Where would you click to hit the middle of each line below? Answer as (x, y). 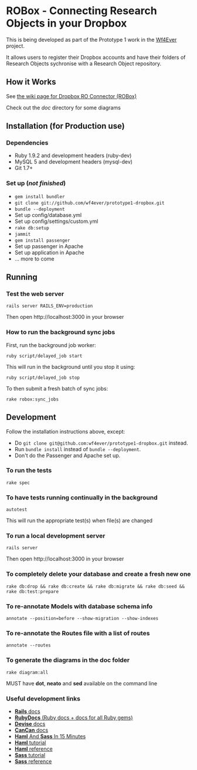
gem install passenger (42, 240)
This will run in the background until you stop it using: (71, 366)
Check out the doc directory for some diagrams (64, 108)
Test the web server (35, 294)
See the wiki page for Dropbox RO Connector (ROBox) (71, 96)
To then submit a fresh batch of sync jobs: (57, 388)
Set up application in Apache (49, 252)
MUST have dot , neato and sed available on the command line (81, 683)
